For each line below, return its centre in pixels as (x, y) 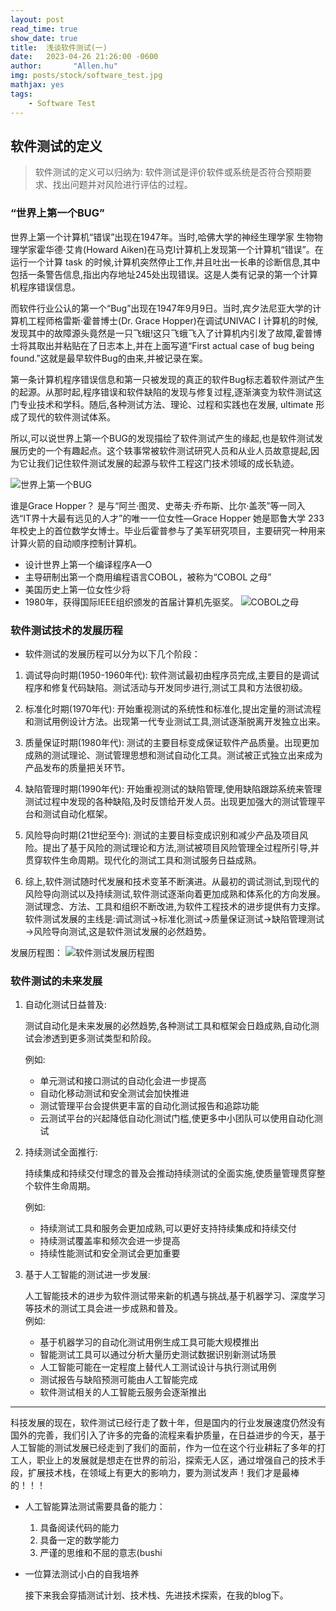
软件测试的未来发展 (56, 981)
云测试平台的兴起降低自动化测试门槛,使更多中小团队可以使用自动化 (177, 1118)
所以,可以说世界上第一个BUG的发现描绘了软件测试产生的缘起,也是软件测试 (162, 438)
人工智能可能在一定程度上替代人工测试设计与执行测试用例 (158, 1367)
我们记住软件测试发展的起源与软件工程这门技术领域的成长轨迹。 (168, 463)
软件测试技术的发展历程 (66, 630)
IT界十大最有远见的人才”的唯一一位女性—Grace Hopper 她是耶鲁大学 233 (174, 518)
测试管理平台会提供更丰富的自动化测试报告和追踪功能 (149, 1106)
